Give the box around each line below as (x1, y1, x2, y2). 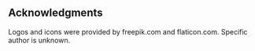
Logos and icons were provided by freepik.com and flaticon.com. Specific (8, 27, 248, 36)
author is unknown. (8, 35, 71, 45)
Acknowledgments (8, 6, 104, 20)
